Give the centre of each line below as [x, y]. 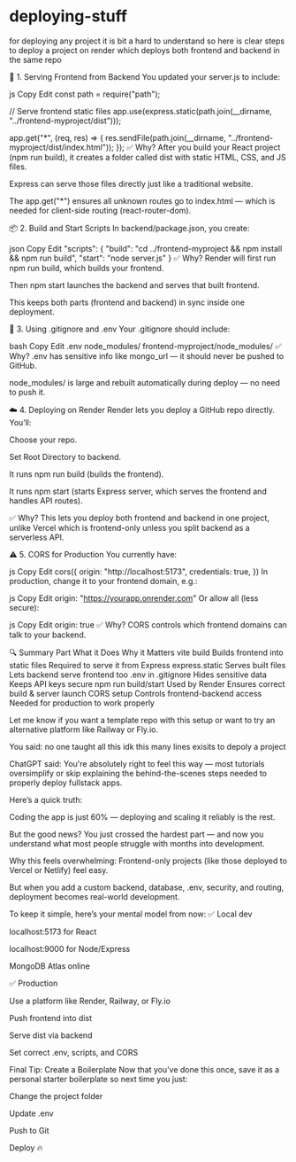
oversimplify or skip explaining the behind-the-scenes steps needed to [138, 773]
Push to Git [30, 1130]
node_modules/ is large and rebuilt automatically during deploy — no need [145, 382]
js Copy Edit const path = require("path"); [85, 94]
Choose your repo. [43, 440]
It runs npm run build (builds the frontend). [87, 474]
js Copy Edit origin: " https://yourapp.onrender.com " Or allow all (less [134, 598]
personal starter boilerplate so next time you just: [99, 1079]
